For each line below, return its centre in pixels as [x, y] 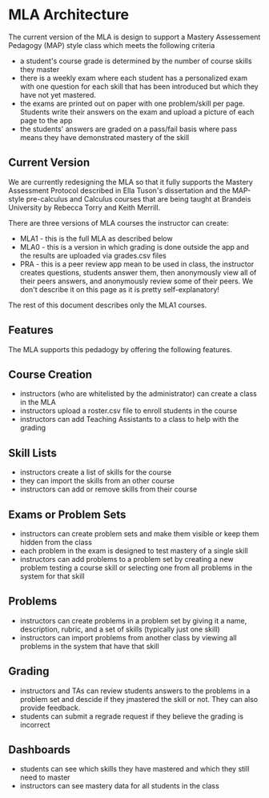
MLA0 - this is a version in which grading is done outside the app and [134, 247]
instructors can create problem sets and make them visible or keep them [139, 533]
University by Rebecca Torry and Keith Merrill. [84, 207]
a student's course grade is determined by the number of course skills [136, 61]
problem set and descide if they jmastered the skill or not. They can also [139, 699]
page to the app [46, 120]
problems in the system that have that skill [89, 646]
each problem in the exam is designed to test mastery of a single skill [134, 551]
